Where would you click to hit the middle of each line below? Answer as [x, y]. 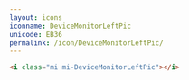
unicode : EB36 [36, 34]
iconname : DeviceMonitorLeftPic [70, 26]
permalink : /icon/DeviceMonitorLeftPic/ [87, 43]
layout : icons [36, 18]
